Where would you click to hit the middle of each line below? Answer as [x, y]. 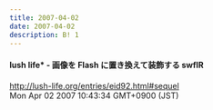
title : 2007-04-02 [44, 18]
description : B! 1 [44, 35]
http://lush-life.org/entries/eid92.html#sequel [94, 85]
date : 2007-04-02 [42, 26]
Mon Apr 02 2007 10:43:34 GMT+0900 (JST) [94, 95]
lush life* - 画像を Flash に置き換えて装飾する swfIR [106, 65]
